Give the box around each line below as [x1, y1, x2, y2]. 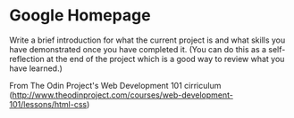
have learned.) [9, 63, 63, 74]
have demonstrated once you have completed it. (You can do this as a [9, 43, 266, 54]
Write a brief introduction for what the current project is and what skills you [9, 35, 286, 45]
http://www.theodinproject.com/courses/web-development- [12, 90, 234, 100]
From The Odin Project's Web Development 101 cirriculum [9, 80, 222, 90]
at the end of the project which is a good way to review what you [46, 53, 285, 64]
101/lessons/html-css [9, 98, 88, 109]
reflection [9, 53, 45, 64]
